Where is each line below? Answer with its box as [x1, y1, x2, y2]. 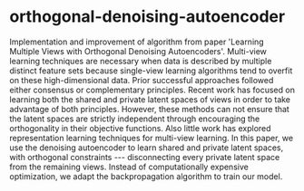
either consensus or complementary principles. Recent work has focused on [9, 84, 295, 95]
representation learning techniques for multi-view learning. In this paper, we [9, 132, 293, 143]
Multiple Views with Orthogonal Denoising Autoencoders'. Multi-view [9, 45, 268, 56]
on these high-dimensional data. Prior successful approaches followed [9, 74, 274, 85]
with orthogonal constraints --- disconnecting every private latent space [9, 151, 280, 162]
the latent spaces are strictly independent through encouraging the [9, 113, 260, 124]
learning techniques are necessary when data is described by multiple [9, 55, 272, 66]
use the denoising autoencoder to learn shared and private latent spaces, [9, 142, 284, 153]
